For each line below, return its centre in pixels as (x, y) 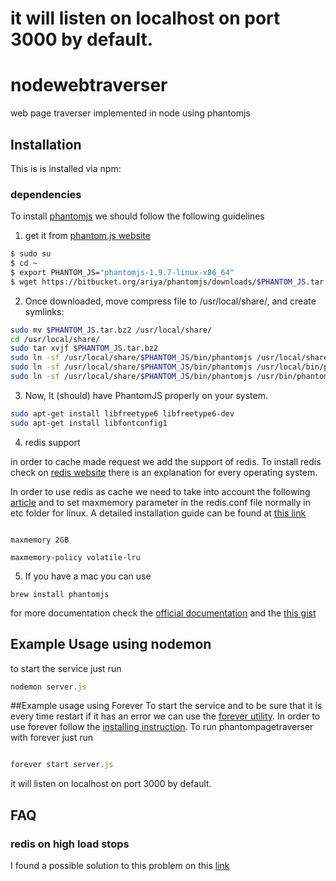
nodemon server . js (48, 687)
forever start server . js (62, 765)
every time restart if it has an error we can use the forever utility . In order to (165, 716)
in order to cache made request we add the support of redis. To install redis (166, 461)
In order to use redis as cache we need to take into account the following (160, 491)
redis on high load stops (70, 844)
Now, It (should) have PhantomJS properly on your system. (146, 395)
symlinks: (44, 311)
